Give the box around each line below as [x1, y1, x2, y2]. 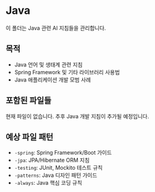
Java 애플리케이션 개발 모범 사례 [14, 76, 91, 83]
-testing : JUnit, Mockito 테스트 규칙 [14, 164, 103, 171]
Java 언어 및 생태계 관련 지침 [14, 61, 83, 68]
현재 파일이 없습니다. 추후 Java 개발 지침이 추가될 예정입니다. [5, 112, 149, 120]
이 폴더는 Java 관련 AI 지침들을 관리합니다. [5, 24, 106, 31]
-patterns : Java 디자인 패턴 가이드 [14, 171, 98, 179]
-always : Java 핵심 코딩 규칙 [14, 179, 83, 187]
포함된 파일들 [5, 95, 52, 106]
